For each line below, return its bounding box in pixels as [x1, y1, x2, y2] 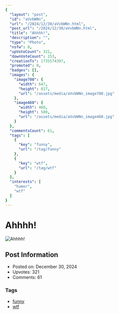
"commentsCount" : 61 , [9, 128, 55, 133]
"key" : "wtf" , [18, 160, 48, 165]
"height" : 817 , [18, 86, 50, 91]
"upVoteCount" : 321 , [9, 49, 52, 54]
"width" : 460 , [18, 105, 48, 110]
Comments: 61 [12, 274, 42, 280]
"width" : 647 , [18, 81, 48, 86]
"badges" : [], [9, 68, 39, 73]
